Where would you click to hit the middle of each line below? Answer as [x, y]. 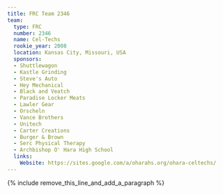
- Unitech [28, 124]
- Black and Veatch [42, 91]
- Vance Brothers [39, 117]
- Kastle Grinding [40, 72]
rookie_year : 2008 [40, 46]
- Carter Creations [42, 130]
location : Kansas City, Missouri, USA [70, 53]
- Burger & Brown [39, 137]
